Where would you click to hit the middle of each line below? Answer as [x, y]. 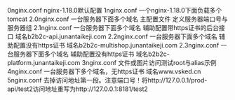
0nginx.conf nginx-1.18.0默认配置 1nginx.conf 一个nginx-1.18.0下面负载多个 [115, 10]
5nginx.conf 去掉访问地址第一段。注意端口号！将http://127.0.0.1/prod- [107, 80]
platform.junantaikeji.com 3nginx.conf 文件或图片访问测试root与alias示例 [112, 63]
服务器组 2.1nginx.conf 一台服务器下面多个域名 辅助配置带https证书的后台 [113, 28]
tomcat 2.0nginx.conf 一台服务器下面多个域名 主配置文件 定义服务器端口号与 [117, 19]
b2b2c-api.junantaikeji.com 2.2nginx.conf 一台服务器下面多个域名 [122, 36]
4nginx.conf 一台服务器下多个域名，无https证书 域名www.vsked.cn [104, 71]
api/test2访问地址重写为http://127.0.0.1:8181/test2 [78, 89]
